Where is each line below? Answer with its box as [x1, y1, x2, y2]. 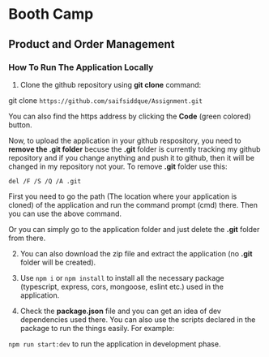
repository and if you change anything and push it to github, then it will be [8, 153, 255, 162]
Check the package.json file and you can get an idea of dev [19, 306, 221, 316]
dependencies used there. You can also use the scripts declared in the [19, 314, 256, 325]
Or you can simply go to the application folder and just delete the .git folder [8, 224, 260, 234]
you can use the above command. [8, 209, 122, 218]
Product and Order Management [8, 37, 176, 51]
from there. [8, 233, 46, 243]
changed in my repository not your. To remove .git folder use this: [8, 161, 228, 171]
